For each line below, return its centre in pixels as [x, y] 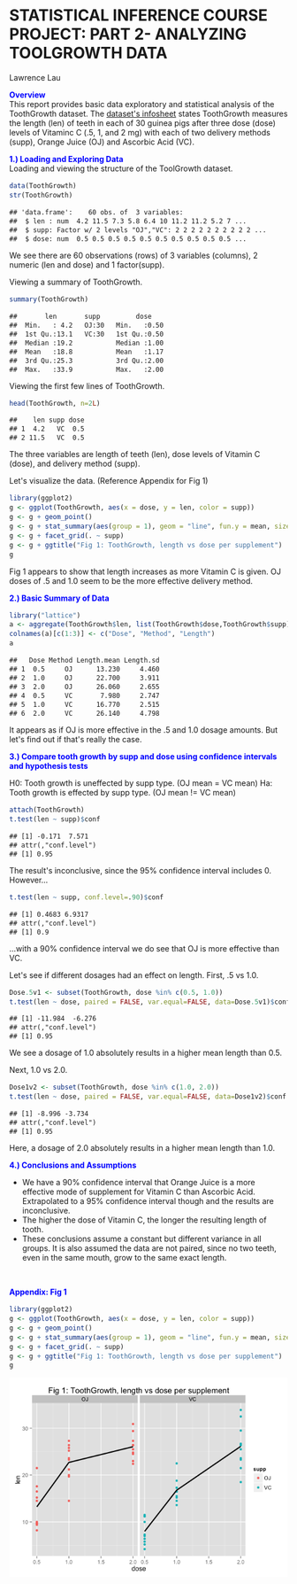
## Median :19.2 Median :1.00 [87, 343]
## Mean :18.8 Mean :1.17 [87, 352]
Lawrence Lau [35, 77]
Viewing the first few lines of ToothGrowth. [87, 385]
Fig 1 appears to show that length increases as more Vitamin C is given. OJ [145, 571]
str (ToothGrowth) [41, 195]
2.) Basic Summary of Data [59, 598]
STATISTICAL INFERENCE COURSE [138, 16]
